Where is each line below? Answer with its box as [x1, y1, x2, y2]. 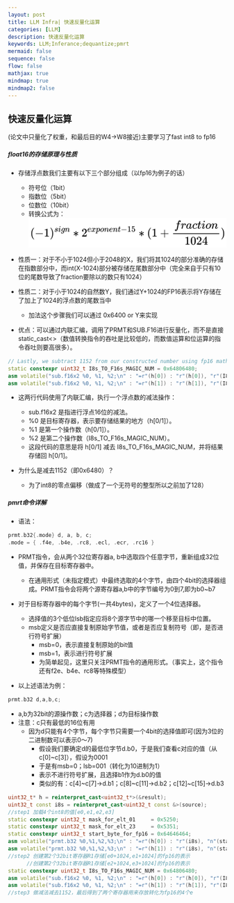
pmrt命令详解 [8, 498, 47, 506]
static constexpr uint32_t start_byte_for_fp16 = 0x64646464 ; [8, 831, 192, 838]
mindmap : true [8, 77, 49, 84]
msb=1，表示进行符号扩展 [38, 649, 113, 657]
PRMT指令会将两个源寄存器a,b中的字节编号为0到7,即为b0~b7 [40, 585, 216, 593]
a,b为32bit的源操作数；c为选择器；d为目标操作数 [17, 710, 159, 718]
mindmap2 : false [8, 84, 55, 92]
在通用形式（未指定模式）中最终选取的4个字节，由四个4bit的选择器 [28, 576, 221, 584]
